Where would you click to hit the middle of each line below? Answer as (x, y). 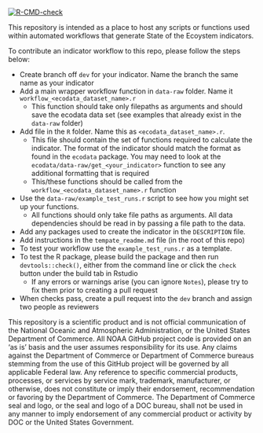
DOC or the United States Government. (71, 422)
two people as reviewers (59, 307)
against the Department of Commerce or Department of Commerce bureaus (131, 355)
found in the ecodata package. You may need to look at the (126, 156)
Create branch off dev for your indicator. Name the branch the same (129, 74)
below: (19, 59)
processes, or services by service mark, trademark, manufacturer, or (119, 380)
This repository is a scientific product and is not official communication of (127, 322)
